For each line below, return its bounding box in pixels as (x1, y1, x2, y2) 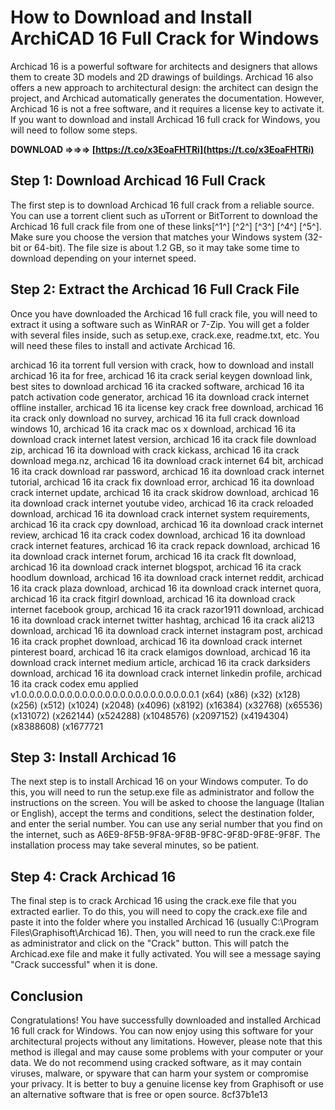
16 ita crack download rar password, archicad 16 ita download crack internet (10, 465, 325, 477)
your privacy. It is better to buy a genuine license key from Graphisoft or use (10, 1078, 324, 1090)
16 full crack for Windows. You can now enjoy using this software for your (10, 1025, 314, 1036)
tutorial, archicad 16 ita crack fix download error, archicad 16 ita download (10, 476, 315, 488)
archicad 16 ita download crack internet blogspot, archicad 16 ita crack (10, 561, 302, 573)
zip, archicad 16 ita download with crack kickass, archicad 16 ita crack (10, 444, 300, 456)
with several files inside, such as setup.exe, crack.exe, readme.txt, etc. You (10, 329, 320, 341)
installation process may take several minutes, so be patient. (10, 839, 260, 851)
